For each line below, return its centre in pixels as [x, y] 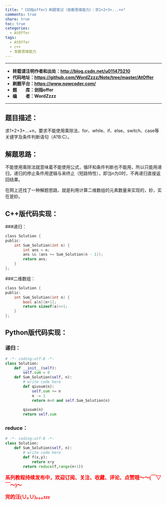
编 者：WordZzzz [34, 96]
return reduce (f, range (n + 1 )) [53, 467]
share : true [17, 19]
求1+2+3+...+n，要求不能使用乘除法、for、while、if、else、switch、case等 [82, 131]
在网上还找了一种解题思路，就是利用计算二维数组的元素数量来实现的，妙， [81, 190]
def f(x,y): [36, 457]
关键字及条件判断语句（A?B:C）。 [39, 137]
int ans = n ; [37, 250]
